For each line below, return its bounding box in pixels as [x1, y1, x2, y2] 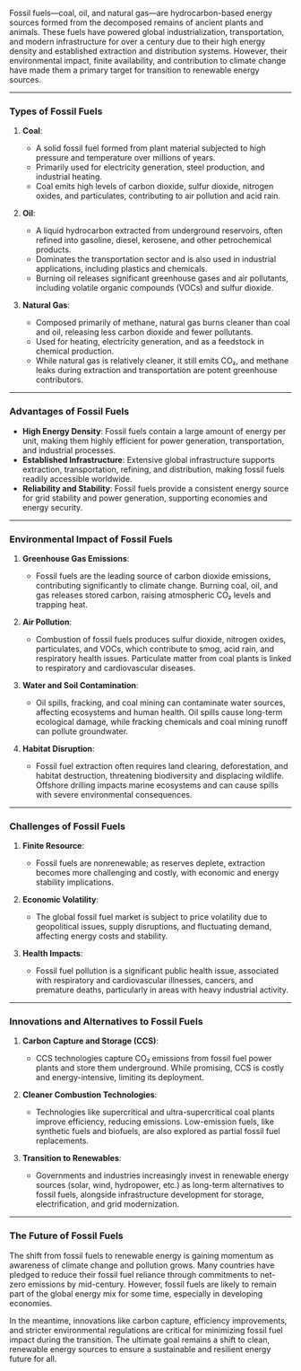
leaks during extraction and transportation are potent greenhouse [35, 365, 278, 376]
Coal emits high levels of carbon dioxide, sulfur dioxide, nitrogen [35, 181, 274, 192]
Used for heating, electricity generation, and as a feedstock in [35, 336, 264, 347]
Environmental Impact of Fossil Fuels [9, 533, 173, 546]
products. [35, 244, 72, 255]
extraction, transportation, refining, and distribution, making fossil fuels [21, 464, 285, 475]
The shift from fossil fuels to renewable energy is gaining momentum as [9, 1250, 274, 1261]
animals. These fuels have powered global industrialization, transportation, [9, 27, 285, 37]
